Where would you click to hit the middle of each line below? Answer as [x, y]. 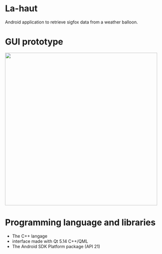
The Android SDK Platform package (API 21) [56, 246]
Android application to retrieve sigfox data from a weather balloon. [72, 22]
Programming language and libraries [80, 222]
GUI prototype [34, 42]
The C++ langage [30, 236]
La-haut [21, 9]
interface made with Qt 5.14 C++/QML [50, 241]
